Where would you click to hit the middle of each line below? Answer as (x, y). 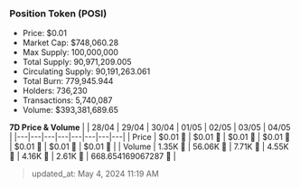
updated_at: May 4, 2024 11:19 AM (95, 174)
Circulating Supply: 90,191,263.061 (86, 71)
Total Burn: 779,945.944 (68, 81)
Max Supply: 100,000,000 (70, 52)
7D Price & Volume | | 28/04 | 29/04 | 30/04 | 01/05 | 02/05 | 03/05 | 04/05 (150, 127)
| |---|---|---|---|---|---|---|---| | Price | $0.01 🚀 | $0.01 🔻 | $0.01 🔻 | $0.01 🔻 (150, 137)
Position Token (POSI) (58, 14)
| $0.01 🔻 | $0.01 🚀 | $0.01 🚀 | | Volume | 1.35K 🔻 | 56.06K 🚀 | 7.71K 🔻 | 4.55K (149, 146)
